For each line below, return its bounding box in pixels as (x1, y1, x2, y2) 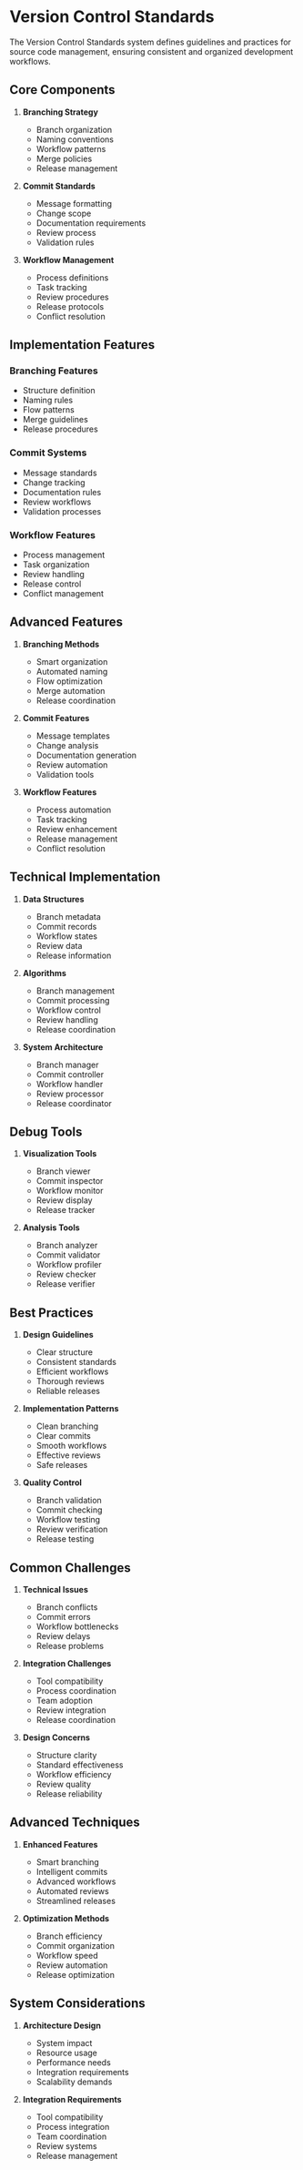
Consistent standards (35, 1357, 116, 1368)
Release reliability (35, 1788, 103, 1799)
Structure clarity (35, 1750, 97, 1761)
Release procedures (22, 423, 98, 434)
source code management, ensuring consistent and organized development (9, 46, 294, 56)
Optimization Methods (22, 1912, 110, 1923)
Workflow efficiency (35, 1769, 112, 1780)
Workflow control (35, 1004, 102, 1015)
